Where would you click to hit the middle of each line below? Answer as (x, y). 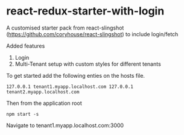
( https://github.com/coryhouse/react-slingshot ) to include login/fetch (92, 34)
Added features (26, 46)
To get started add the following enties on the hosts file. (76, 75)
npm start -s (23, 114)
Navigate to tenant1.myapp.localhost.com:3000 (65, 125)
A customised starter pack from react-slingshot (65, 28)
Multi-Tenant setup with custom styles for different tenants (88, 64)
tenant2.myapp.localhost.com (43, 92)
